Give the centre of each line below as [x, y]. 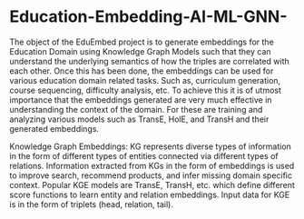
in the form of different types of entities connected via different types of [144, 155]
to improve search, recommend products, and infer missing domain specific [151, 175]
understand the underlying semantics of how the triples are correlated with [149, 61]
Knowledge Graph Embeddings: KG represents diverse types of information [151, 146]
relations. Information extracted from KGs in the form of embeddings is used [152, 165]
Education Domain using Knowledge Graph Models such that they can [140, 51]
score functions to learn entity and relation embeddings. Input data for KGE [150, 194]
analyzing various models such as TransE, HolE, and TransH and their [139, 119]
